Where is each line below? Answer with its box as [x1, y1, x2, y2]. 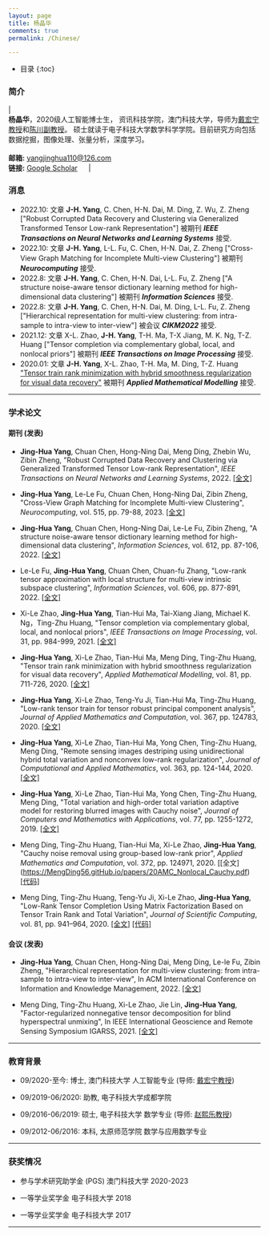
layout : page [8, 11, 52, 20]
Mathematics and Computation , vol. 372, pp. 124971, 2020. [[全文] [19, 858, 240, 867]
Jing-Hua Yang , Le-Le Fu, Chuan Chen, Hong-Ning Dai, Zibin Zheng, [19, 489, 248, 499]
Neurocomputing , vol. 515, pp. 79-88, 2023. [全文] [19, 507, 186, 517]
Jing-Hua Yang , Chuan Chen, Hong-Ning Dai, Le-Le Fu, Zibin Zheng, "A [19, 523, 258, 533]
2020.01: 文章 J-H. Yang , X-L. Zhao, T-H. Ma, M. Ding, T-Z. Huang [19, 358, 239, 369]
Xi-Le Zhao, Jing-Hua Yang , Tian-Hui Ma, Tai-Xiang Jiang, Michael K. [19, 608, 251, 618]
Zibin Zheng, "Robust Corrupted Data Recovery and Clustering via [19, 454, 238, 465]
